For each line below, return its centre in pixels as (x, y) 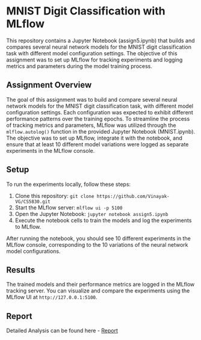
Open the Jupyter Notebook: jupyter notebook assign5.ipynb (91, 214)
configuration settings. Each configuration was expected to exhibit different (100, 112)
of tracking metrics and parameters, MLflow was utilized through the (91, 125)
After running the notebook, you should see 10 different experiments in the (98, 238)
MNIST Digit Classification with (86, 11)
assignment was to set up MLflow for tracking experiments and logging (94, 60)
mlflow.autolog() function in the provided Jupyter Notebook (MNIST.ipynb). (101, 131)
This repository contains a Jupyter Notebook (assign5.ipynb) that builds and (100, 40)
